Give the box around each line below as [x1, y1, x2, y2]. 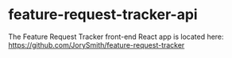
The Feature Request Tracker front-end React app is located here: [8, 32, 224, 41]
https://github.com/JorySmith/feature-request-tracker [8, 40, 185, 49]
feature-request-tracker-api [8, 6, 198, 24]
